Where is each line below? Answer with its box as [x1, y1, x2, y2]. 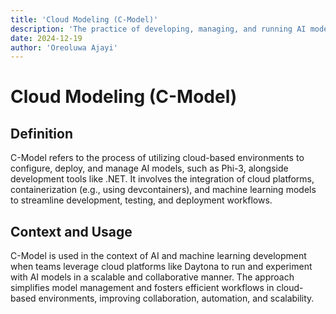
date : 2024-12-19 [10, 33, 83, 43]
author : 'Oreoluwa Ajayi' [10, 42, 118, 53]
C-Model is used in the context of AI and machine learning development [10, 250, 307, 262]
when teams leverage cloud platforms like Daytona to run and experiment [10, 261, 313, 273]
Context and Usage [10, 223, 133, 240]
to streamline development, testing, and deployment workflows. [10, 194, 273, 206]
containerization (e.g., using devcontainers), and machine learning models [10, 184, 317, 196]
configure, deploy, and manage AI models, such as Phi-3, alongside [10, 162, 289, 175]
